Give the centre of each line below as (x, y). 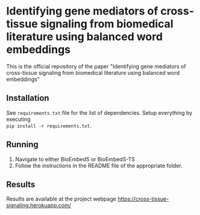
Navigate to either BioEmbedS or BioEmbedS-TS (75, 159)
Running (23, 145)
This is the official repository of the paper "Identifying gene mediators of (96, 66)
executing (19, 119)
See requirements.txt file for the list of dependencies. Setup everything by (99, 112)
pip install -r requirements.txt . (49, 126)
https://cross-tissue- (143, 199)
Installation (28, 98)
